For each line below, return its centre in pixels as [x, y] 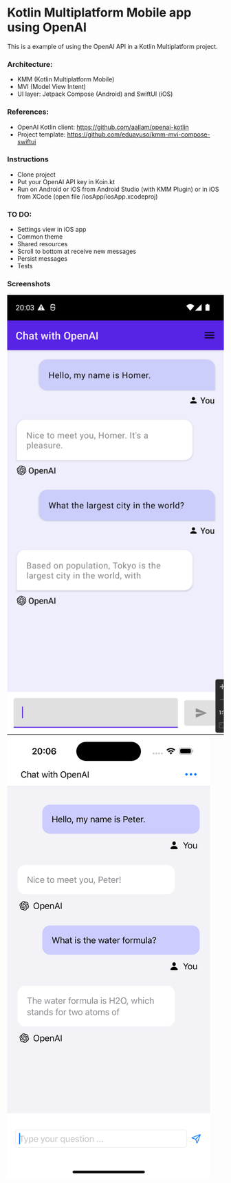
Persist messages [42, 259]
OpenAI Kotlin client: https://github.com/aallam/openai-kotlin [103, 127]
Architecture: [30, 64]
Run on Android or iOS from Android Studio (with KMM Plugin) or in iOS [118, 189]
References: [28, 112]
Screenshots [29, 284]
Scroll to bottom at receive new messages [76, 251]
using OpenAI [47, 27]
